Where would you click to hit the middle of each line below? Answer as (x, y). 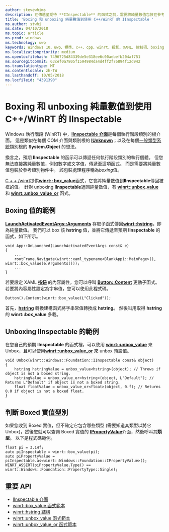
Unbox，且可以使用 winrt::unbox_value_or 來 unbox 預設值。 (68, 351)
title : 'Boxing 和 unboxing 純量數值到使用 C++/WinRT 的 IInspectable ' (80, 19)
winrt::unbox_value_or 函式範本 (45, 524)
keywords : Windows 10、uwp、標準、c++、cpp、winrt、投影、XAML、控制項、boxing (85, 47)
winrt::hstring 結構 (31, 512)
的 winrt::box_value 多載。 (33, 314)
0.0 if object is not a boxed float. (45, 391)
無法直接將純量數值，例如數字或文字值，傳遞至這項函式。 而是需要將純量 (81, 164)
